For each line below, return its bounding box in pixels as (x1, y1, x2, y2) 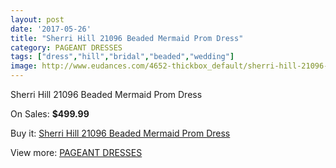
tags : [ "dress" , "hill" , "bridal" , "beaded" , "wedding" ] (10, 52, 235, 62)
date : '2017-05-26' (10, 24, 92, 34)
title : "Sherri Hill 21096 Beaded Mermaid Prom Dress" (10, 33, 244, 43)
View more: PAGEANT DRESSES (10, 147, 143, 158)
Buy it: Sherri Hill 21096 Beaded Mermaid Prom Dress (10, 127, 231, 139)
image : (10, 61, 38, 71)
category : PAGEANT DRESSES (10, 42, 123, 53)
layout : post (10, 14, 65, 25)
